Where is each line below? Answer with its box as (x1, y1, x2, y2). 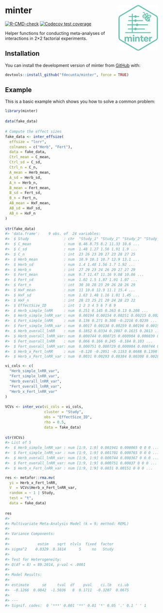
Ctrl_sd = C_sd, (9, 160, 42, 165)
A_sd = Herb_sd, (9, 175, 42, 180)
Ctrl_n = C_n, (9, 165, 38, 170)
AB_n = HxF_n (9, 211, 36, 216)
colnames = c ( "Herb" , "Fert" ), (9, 145, 73, 149)
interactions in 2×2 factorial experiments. (5, 35, 87, 41)
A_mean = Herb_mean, (9, 170, 51, 175)
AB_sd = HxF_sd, (9, 206, 42, 211)
